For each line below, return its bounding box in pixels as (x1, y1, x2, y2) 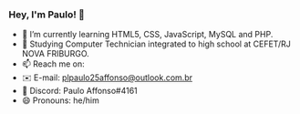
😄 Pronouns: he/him (21, 95, 99, 106)
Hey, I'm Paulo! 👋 (8, 8, 86, 21)
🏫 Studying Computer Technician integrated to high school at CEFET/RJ (21, 38, 291, 49)
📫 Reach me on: (21, 58, 86, 69)
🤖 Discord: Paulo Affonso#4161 (21, 86, 138, 97)
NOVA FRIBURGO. (21, 48, 90, 59)
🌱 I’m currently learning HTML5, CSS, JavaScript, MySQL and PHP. (21, 29, 274, 40)
